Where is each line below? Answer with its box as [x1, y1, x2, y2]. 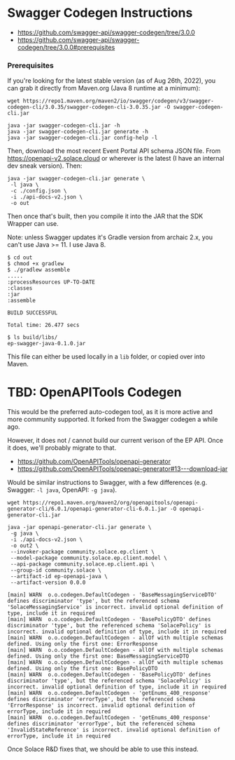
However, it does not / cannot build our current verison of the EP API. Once [7, 436, 224, 445]
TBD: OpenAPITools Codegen [7, 385, 182, 401]
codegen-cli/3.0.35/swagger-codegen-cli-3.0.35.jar [7, 104, 161, 111]
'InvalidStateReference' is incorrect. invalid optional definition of [7, 726, 220, 734]
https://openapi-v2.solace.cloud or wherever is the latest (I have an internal [7, 154, 225, 163]
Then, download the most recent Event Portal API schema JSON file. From [7, 147, 221, 155]
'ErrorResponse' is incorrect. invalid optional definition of [7, 702, 196, 709]
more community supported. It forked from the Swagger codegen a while [7, 415, 218, 424]
